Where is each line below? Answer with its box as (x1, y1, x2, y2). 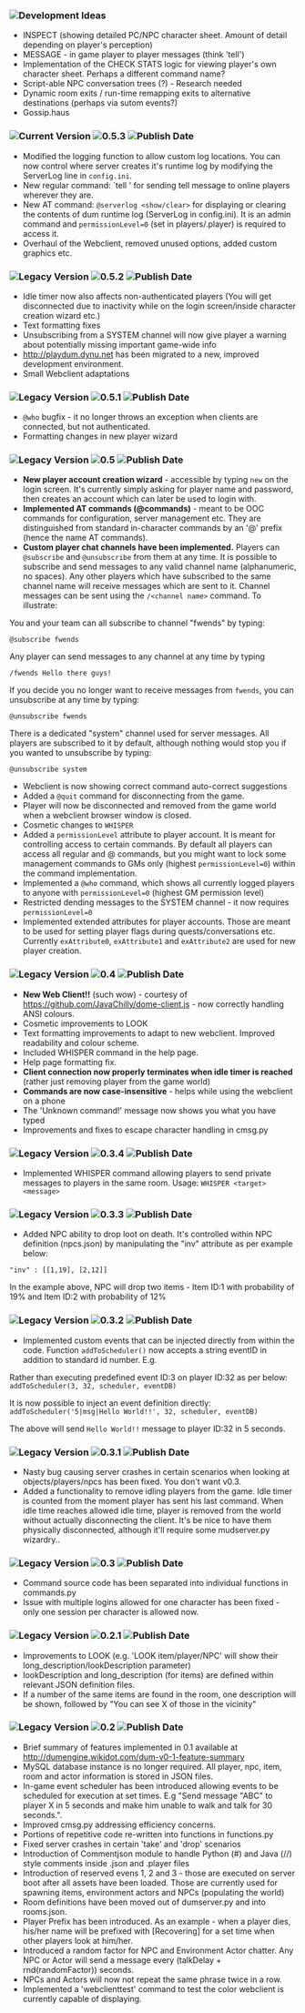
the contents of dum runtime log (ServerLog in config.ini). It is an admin (22, 208, 291, 219)
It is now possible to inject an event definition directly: (9, 1398, 211, 1408)
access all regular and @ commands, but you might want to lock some (22, 849, 287, 859)
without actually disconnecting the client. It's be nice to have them (22, 1514, 272, 1525)
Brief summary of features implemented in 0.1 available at (22, 1742, 239, 1753)
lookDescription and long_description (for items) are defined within (22, 1669, 274, 1680)
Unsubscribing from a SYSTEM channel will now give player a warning (22, 329, 287, 341)
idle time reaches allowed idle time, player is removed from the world (22, 1505, 282, 1516)
